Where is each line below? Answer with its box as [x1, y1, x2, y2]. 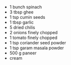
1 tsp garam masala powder [9, 45, 64, 51]
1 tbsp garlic [9, 19, 34, 25]
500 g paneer [9, 50, 37, 56]
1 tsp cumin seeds [9, 14, 46, 20]
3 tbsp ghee [9, 9, 34, 15]
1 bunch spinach [9, 4, 42, 10]
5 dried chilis [9, 25, 35, 30]
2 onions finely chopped [9, 30, 58, 35]
